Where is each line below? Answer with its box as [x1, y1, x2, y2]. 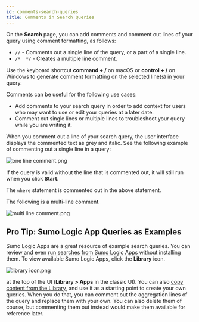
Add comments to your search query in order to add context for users [14, 102, 186, 109]
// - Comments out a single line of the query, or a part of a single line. [14, 48, 186, 55]
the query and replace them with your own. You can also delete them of [6, 298, 182, 305]
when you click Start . [6, 175, 59, 182]
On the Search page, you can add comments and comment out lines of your [6, 30, 193, 38]
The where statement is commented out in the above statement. [6, 186, 161, 194]
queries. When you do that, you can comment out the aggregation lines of [6, 291, 188, 298]
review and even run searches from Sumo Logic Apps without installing [6, 249, 181, 256]
